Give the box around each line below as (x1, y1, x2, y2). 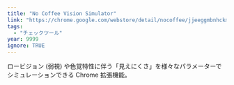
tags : (7, 23, 23, 30)
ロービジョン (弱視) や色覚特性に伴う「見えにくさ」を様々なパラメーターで (7, 62, 222, 70)
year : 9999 (7, 36, 39, 43)
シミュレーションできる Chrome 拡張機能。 (7, 70, 131, 79)
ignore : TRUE (7, 42, 45, 49)
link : (7, 17, 23, 23)
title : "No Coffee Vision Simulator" (7, 10, 117, 17)
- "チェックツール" (13, 29, 63, 37)
